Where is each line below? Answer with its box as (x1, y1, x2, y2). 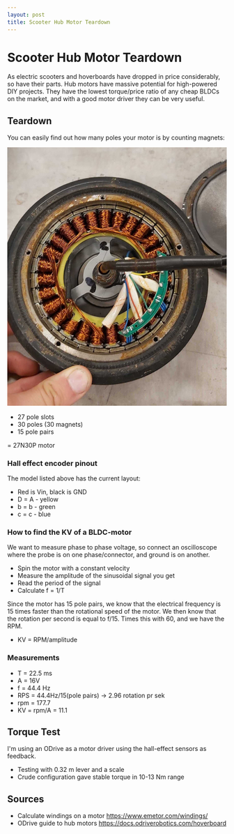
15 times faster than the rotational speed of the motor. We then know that (7, 607, 217, 616)
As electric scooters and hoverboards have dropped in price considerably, (7, 73, 221, 81)
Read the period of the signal (17, 579, 101, 587)
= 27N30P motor (7, 441, 56, 449)
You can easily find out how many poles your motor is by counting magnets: (7, 133, 225, 142)
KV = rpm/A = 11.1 (17, 706, 68, 714)
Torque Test (7, 726, 61, 738)
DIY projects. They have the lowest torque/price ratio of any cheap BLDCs (7, 87, 219, 96)
